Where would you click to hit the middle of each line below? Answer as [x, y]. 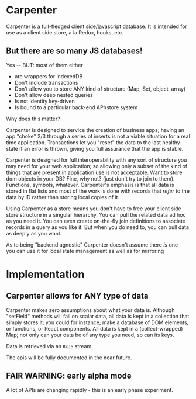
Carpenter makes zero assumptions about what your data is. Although [90, 310]
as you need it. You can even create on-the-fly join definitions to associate [96, 221]
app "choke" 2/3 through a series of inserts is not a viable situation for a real [98, 136]
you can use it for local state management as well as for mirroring [85, 251]
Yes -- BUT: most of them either [44, 65]
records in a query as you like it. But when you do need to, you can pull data [97, 227]
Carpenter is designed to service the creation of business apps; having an [95, 130]
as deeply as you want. [34, 233]
